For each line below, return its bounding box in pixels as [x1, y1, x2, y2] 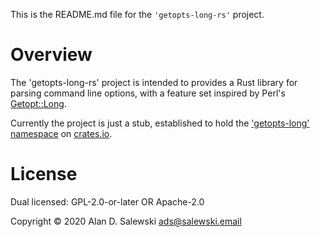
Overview [10, 44, 93, 66]
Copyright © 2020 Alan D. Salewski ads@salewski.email [10, 215, 242, 227]
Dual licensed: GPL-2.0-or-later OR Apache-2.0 [10, 195, 205, 208]
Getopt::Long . [10, 97, 67, 109]
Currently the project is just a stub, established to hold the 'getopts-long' [10, 117, 310, 129]
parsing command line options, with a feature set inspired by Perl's [10, 87, 286, 99]
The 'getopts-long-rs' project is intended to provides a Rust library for [10, 76, 298, 88]
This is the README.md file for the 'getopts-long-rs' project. [10, 9, 265, 20]
